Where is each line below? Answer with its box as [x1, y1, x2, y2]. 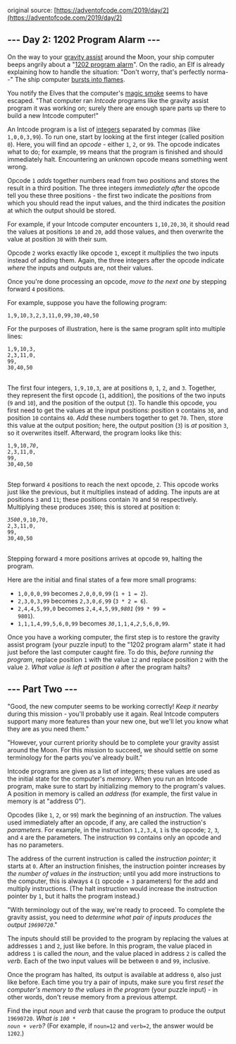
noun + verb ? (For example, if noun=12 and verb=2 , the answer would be [7, 1021, 213, 1030]
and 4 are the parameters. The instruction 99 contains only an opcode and [7, 833, 222, 841]
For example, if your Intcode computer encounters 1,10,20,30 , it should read [7, 220, 230, 228]
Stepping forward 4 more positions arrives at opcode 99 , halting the [7, 554, 203, 563]
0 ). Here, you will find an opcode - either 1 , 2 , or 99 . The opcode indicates [7, 140, 221, 148]
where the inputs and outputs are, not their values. [7, 263, 154, 272]
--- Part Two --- [7, 683, 78, 695]
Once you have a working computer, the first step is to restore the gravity [7, 632, 220, 641]
